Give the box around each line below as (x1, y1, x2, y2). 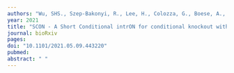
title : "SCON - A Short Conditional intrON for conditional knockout (7, 23, 214, 30)
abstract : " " (7, 56, 49, 63)
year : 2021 (7, 17, 39, 24)
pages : (7, 36, 26, 43)
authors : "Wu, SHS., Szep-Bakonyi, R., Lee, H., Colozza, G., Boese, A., (7, 10, 226, 17)
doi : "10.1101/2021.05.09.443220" (7, 42, 108, 49)
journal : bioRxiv (7, 29, 58, 37)
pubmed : (7, 49, 30, 56)
